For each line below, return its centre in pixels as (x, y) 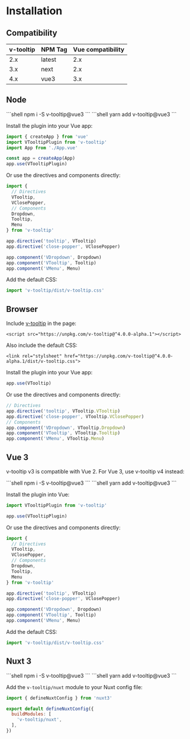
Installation (34, 11)
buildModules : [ (31, 714)
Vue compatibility (99, 50)
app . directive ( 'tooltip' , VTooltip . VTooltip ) (63, 411)
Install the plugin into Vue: (38, 494)
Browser (22, 309)
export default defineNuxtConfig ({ (50, 709)
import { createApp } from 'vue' (47, 137)
